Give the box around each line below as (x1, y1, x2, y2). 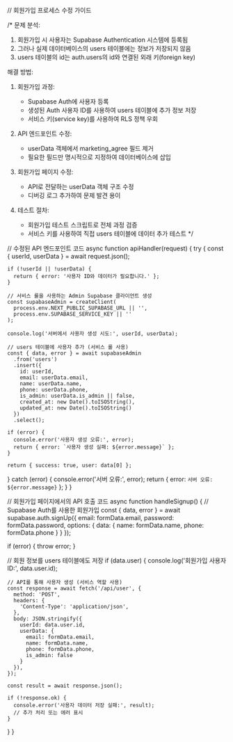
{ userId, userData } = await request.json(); (7, 252, 130, 260)
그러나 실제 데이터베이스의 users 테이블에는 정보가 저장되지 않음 (17, 45, 191, 52)
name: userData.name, (19, 380, 82, 387)
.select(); (13, 417, 45, 424)
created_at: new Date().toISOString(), (19, 398, 136, 405)
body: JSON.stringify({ (13, 615, 82, 622)
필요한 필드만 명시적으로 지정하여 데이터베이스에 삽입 (27, 153, 172, 161)
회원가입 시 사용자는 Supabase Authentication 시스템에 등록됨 (17, 35, 188, 44)
